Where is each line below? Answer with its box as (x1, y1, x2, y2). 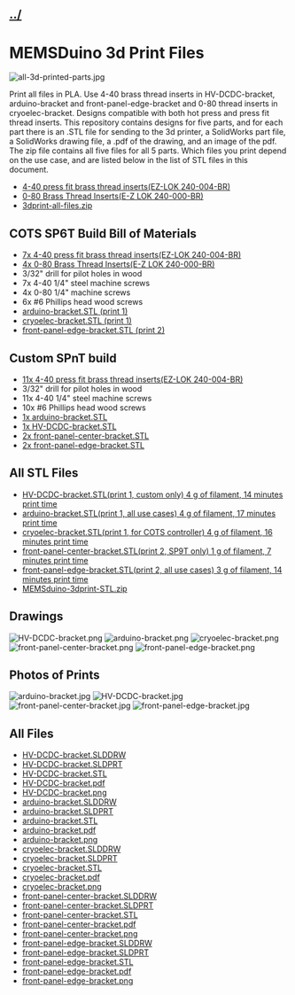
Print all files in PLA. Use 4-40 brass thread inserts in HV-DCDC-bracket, (9, 89, 276, 100)
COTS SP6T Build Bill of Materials (9, 226, 198, 241)
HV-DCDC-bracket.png (21, 788, 107, 798)
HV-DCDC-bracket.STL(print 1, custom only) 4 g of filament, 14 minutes (21, 489, 283, 500)
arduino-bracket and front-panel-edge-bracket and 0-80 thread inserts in (9, 98, 278, 109)
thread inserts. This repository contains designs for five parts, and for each (9, 117, 283, 128)
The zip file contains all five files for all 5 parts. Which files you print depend (9, 145, 287, 156)
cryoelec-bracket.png (21, 882, 102, 892)
